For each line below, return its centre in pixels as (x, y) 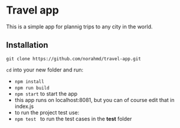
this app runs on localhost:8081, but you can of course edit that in (94, 100)
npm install (29, 81)
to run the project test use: (47, 112)
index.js (24, 106)
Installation (27, 45)
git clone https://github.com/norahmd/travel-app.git (74, 59)
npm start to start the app (46, 93)
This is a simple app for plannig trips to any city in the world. (79, 27)
